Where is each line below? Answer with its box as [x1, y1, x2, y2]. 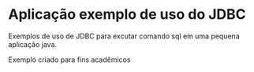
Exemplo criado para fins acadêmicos [8, 55, 131, 64]
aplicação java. [8, 39, 58, 49]
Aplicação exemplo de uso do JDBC [8, 5, 246, 23]
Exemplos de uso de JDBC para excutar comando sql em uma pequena [8, 31, 240, 41]
